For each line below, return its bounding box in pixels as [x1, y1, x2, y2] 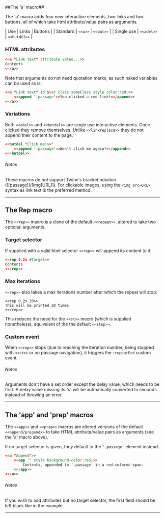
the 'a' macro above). [5, 434, 48, 440]
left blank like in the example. [5, 502, 64, 508]
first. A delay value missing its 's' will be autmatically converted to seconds [5, 387, 157, 393]
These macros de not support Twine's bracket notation [5, 176, 116, 182]
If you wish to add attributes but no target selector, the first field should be [5, 497, 156, 503]
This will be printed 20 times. [5, 303, 71, 308]
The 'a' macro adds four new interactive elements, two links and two [5, 14, 144, 19]
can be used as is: [5, 80, 42, 86]
